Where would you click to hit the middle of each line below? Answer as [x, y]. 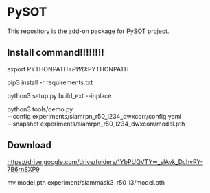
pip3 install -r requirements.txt [50, 82]
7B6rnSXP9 [23, 169]
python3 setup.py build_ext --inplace [59, 95]
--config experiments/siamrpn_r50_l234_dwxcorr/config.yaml [94, 116]
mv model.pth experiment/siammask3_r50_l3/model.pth [86, 182]
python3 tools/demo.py [40, 109]
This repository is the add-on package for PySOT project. [88, 31]
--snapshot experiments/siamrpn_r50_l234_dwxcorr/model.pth [96, 124]
